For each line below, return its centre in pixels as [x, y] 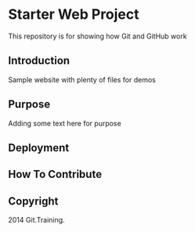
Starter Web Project [74, 14]
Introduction [39, 61]
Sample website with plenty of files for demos [82, 79]
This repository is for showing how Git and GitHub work [97, 36]
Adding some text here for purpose [65, 123]
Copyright [33, 201]
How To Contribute [55, 174]
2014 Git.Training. [36, 220]
